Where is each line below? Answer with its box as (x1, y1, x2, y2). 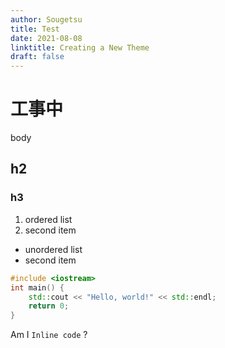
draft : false (10, 52, 65, 62)
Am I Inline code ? (10, 329, 88, 341)
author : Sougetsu (10, 14, 83, 25)
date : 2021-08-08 (10, 33, 83, 43)
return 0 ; (28, 301, 70, 311)
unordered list (24, 243, 83, 255)
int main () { (10, 282, 65, 293)
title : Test (10, 24, 60, 34)
